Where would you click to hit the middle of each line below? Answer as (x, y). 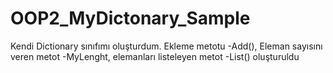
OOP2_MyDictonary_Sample (130, 18)
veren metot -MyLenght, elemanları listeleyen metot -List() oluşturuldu (155, 56)
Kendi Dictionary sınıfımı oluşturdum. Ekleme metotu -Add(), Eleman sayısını (166, 46)
